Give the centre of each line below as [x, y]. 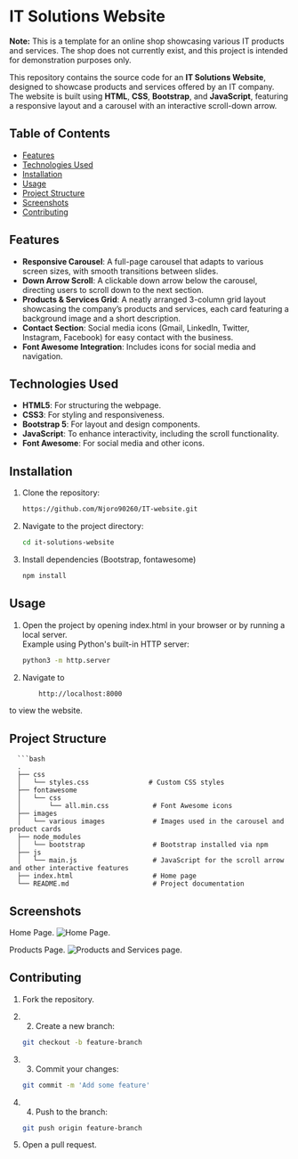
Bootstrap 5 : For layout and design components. [111, 424]
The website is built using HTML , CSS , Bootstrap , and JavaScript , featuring [149, 96]
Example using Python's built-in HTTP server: [105, 644]
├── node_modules [49, 837]
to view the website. [46, 711]
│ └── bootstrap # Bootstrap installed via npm [143, 845]
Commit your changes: [77, 1069]
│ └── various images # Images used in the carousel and [151, 821]
